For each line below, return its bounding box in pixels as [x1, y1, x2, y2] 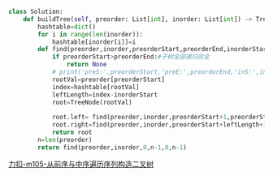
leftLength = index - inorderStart [51, 90, 158, 99]
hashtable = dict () [37, 23, 96, 31]
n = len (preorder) [37, 135, 93, 144]
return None [66, 61, 107, 69]
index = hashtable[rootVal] [51, 83, 140, 91]
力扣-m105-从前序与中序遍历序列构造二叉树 [8, 159, 154, 169]
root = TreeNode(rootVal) [51, 98, 132, 106]
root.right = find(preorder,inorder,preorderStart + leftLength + [51, 121, 264, 129]
